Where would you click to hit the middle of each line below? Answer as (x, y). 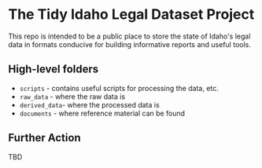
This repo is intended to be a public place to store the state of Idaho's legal (129, 36)
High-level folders (54, 69)
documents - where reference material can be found (102, 113)
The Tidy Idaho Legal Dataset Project (131, 15)
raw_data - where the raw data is (72, 97)
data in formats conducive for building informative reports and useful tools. (130, 44)
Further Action (44, 138)
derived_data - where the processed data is (89, 104)
